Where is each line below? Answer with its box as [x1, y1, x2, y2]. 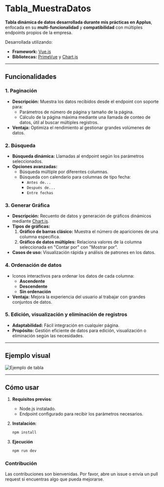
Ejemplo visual [5, 352, 50, 360]
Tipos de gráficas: [12, 224, 50, 230]
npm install [12, 430, 37, 435]
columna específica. [19, 234, 61, 240]
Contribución [5, 460, 38, 467]
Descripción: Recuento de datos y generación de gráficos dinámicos [12, 213, 151, 219]
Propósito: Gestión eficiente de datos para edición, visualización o [12, 327, 146, 333]
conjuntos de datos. [12, 299, 52, 305]
